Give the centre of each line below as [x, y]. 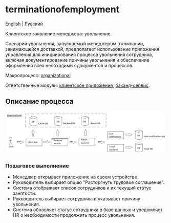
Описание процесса [39, 101]
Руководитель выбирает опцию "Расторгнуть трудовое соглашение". [89, 182]
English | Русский [24, 24]
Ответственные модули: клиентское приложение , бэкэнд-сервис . [78, 85]
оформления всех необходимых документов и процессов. [69, 65]
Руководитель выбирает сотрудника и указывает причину [77, 199]
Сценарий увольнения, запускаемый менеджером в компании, [75, 43]
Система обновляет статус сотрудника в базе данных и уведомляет [88, 210]
